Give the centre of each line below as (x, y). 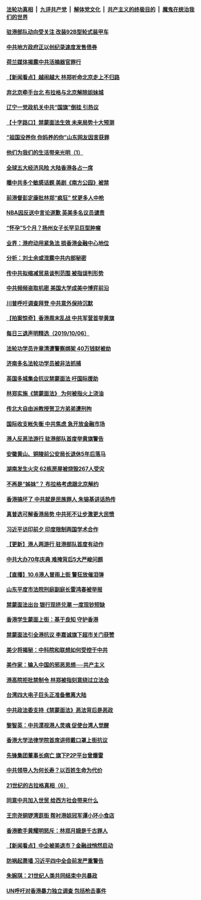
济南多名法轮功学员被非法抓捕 (44, 364)
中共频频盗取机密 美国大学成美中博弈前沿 (58, 288)
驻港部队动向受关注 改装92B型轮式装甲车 (58, 32)
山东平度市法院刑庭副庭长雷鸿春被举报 (54, 589)
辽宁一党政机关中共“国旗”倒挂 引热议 (53, 107)
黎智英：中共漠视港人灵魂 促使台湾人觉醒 (58, 725)
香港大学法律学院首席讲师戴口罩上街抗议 (57, 740)
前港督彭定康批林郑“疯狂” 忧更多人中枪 (55, 197)
